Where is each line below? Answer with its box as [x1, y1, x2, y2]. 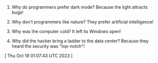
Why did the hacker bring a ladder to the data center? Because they [11, 38, 149, 44]
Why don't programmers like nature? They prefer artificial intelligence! [11, 19, 154, 25]
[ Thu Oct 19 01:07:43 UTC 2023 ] [4, 53, 73, 59]
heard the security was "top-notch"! [11, 43, 85, 49]
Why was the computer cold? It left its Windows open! [11, 29, 121, 34]
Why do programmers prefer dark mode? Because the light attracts [11, 4, 148, 10]
